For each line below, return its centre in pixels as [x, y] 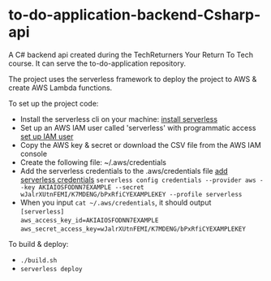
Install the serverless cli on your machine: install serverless [118, 119]
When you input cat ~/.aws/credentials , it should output [116, 202]
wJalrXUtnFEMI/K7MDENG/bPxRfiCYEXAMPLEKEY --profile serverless [131, 194]
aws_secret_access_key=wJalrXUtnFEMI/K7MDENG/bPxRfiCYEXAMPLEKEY [133, 229]
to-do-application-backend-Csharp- [135, 15]
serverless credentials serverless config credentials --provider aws [138, 179]
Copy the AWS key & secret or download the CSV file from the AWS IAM [140, 145]
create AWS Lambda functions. [60, 88]
